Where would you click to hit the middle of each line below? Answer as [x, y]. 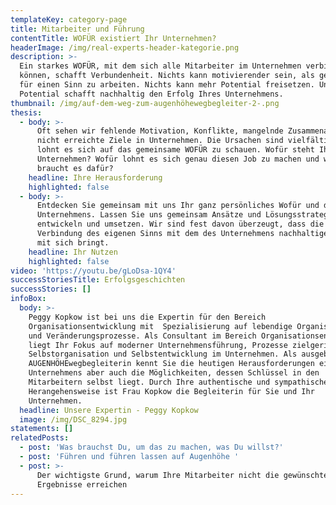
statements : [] [42, 429]
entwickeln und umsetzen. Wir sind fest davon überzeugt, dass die [180, 224]
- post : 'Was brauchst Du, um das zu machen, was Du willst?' [151, 447]
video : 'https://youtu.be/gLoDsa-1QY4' [93, 271]
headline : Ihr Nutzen [73, 252]
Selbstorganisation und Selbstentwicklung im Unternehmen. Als [163, 354]
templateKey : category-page [69, 19]
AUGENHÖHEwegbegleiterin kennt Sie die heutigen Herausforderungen [171, 364]
